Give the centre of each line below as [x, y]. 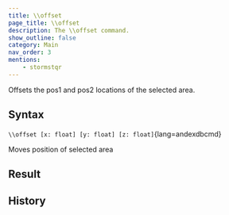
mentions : [25, 60]
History [27, 201]
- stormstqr [42, 67]
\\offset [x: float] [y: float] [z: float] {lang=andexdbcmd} [115, 134]
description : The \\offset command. [69, 30]
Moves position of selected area [61, 149]
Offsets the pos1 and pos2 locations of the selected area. [102, 90]
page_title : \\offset [44, 23]
